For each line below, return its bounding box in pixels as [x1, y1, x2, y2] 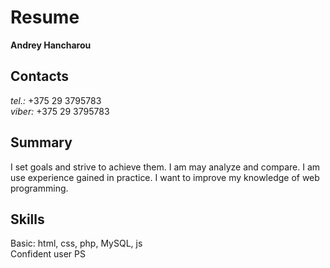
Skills [10, 211, 45, 228]
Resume [10, 6, 80, 29]
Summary [10, 134, 73, 151]
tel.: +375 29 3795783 [10, 94, 102, 106]
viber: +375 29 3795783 [10, 105, 110, 117]
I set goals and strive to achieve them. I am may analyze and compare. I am [10, 161, 321, 173]
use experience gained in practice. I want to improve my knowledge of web [10, 171, 320, 183]
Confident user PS [10, 248, 86, 260]
